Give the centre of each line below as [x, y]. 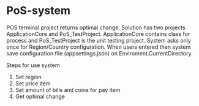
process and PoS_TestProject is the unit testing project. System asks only [99, 40]
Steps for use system [33, 65]
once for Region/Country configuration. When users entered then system [99, 47]
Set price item [33, 83]
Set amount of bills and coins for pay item [68, 90]
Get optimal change [40, 96]
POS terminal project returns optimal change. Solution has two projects [96, 27]
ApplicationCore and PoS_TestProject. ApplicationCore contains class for [98, 34]
